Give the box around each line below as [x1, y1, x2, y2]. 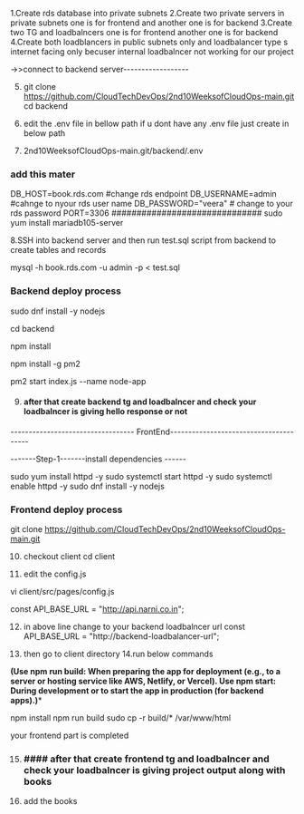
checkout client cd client [23, 551, 116, 562]
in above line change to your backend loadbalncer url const [23, 621, 245, 633]
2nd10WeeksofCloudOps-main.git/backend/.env [23, 145, 204, 156]
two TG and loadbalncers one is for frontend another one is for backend [10, 27, 279, 37]
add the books [23, 796, 78, 807]
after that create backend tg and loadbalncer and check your [23, 396, 257, 407]
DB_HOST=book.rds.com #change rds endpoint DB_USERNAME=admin [10, 189, 277, 199]
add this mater [10, 168, 76, 180]
